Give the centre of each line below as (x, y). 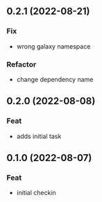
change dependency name (55, 79)
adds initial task (39, 136)
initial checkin (36, 193)
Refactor (22, 64)
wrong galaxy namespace (53, 46)
